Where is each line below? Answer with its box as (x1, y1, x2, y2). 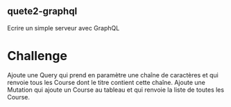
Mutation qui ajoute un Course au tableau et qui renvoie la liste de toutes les (7, 86, 224, 94)
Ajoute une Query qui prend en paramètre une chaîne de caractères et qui (7, 70, 219, 79)
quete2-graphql (7, 6, 78, 17)
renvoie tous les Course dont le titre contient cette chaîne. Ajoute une (7, 78, 206, 86)
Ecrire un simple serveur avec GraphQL (7, 23, 120, 32)
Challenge (7, 48, 68, 64)
